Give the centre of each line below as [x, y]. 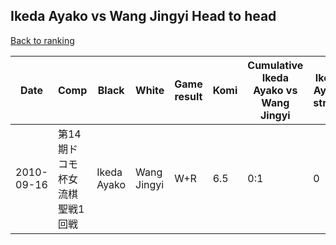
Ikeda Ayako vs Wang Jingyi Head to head [143, 16]
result [188, 96]
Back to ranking [42, 40]
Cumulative [275, 65]
